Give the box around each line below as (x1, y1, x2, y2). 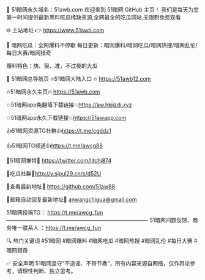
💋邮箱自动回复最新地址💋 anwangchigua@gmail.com (6, 196, 137, 203)
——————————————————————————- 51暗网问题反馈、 (6, 216, 193, 224)
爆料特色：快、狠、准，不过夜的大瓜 (6, 62, 98, 69)
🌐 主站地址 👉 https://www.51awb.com (6, 27, 105, 34)
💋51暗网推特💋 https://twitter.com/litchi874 (6, 157, 112, 164)
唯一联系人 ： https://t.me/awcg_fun (11, 224, 102, 231)
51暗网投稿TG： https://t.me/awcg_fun (6, 209, 103, 216)
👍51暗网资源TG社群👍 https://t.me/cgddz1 (6, 127, 111, 134)
